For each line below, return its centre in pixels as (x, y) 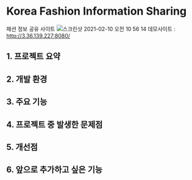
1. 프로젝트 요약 (34, 56)
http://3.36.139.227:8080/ (38, 35)
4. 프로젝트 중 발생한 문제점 (55, 124)
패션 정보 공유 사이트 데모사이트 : (91, 29)
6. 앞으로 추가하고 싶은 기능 (54, 170)
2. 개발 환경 (27, 79)
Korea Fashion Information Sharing (97, 11)
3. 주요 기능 (27, 102)
